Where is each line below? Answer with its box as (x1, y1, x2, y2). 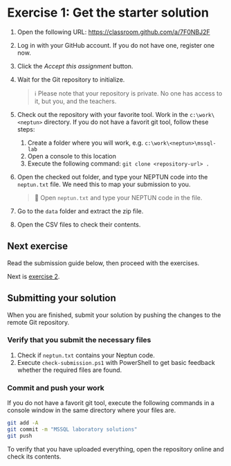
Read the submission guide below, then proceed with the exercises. (7, 258, 200, 267)
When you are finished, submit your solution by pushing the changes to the (7, 310, 221, 319)
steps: (17, 125, 35, 133)
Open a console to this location (27, 152, 116, 160)
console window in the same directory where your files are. (7, 406, 176, 415)
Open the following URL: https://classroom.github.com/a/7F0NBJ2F (17, 28, 210, 36)
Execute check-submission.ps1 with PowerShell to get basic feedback (17, 358, 216, 366)
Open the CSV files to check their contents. (17, 220, 141, 228)
